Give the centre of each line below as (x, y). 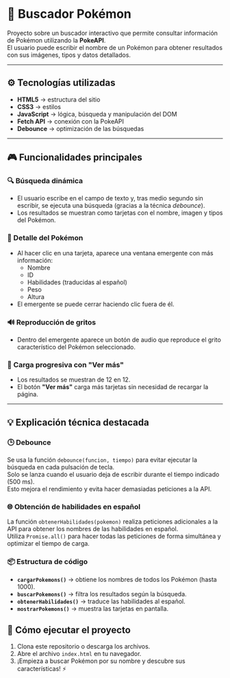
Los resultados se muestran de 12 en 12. (74, 379)
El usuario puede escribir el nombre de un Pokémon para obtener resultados (115, 47)
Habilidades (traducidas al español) (77, 282)
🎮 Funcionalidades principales (75, 157)
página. (28, 395)
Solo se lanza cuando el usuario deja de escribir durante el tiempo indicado (113, 475)
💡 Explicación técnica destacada (78, 422)
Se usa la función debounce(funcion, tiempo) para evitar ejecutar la (102, 460)
